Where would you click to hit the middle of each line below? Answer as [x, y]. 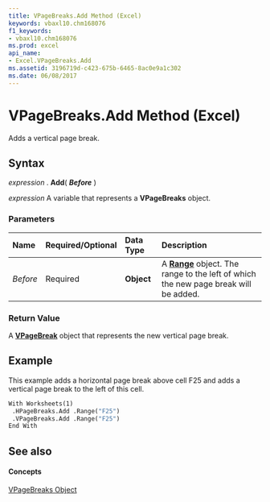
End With [23, 426]
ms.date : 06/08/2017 [43, 76]
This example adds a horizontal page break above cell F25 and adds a [125, 380]
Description [184, 245]
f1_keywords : [30, 31]
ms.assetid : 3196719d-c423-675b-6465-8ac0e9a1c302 [95, 68]
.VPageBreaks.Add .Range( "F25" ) [66, 419]
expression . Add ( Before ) [52, 183]
